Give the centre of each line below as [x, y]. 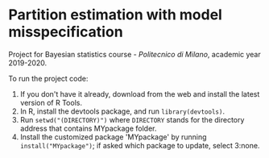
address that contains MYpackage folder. [88, 128]
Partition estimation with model [116, 15]
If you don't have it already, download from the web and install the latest [140, 94]
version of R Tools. [51, 102]
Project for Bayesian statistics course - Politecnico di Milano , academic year [135, 54]
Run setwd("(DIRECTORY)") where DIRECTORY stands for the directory [132, 119]
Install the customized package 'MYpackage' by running [113, 137]
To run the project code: [48, 78]
